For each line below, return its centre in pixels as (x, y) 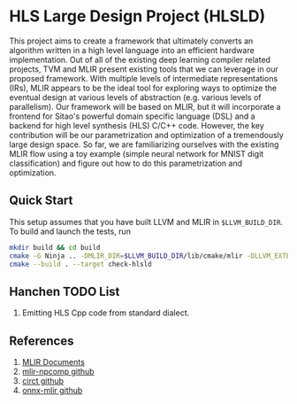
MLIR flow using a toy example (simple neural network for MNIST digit (137, 153)
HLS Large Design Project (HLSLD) (137, 16)
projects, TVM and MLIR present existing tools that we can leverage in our (144, 69)
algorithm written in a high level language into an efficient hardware (132, 50)
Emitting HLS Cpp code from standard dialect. (106, 313)
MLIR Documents (53, 362)
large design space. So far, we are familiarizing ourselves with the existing (144, 144)
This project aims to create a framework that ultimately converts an (131, 41)
